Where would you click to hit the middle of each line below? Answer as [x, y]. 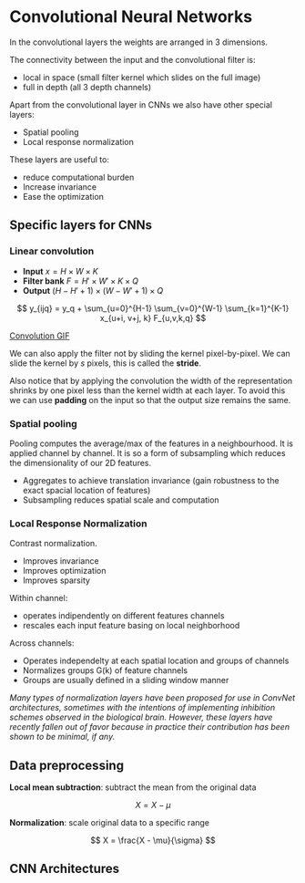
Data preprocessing [67, 765]
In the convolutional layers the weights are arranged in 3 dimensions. [139, 42]
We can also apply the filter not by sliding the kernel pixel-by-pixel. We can [150, 353]
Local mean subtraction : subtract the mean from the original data [133, 787]
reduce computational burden [78, 177]
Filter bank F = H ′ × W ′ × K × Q [81, 281]
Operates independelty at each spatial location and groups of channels [156, 661]
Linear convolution [52, 251]
